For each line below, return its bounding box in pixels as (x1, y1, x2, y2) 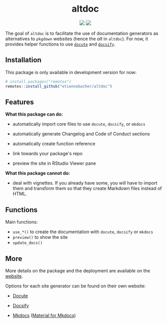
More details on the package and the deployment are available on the (5, 267, 151, 274)
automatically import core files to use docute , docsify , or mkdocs (12, 121, 146, 127)
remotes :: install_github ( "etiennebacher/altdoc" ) (5, 84, 113, 89)
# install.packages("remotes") (5, 79, 72, 84)
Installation (5, 56, 42, 64)
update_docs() (12, 240, 43, 246)
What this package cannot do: (5, 170, 70, 176)
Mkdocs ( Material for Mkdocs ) (12, 312, 76, 318)
